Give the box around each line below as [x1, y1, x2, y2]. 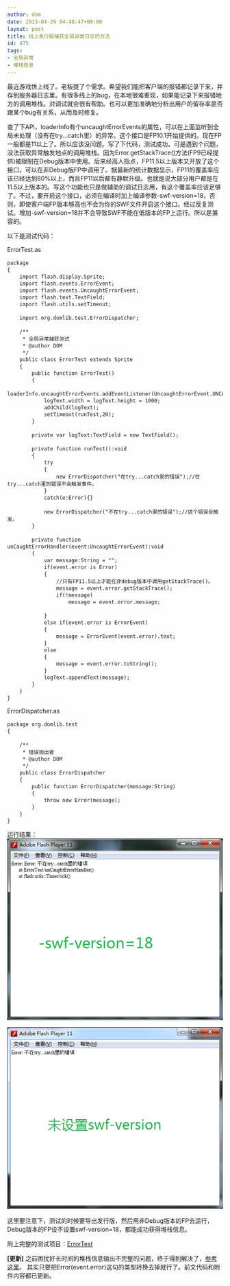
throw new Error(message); [43, 796, 121, 803]
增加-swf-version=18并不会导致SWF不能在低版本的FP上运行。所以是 [18, 208, 212, 216]
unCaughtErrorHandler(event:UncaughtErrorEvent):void [7, 543, 164, 550]
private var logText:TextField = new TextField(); [31, 431, 179, 439]
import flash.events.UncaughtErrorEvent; [19, 287, 139, 294]
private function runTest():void [31, 445, 127, 452]
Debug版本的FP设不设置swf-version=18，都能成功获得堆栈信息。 [7, 1225, 192, 1233]
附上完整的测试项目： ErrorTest [7, 1239, 93, 1248]
